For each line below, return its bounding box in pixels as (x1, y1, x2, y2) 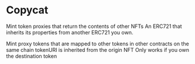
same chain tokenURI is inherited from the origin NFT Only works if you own (6, 46, 189, 53)
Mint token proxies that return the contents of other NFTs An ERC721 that (6, 23, 183, 30)
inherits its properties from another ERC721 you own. (6, 29, 134, 35)
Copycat (6, 3, 49, 17)
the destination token (6, 52, 57, 59)
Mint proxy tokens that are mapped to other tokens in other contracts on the (6, 40, 189, 47)
